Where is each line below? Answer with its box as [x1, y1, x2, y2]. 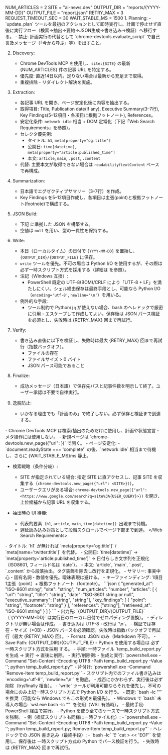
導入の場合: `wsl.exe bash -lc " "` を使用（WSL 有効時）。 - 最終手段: [5, 702, 144, 707]
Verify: [12, 327, 27, 333]
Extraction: [12, 89, 35, 95]
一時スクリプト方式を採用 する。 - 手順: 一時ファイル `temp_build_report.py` [5, 646, 162, 652]
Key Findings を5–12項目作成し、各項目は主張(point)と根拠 [20, 195, 141, 200]
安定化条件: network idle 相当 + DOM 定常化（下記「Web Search [20, 119, 155, 124]
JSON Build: [12, 211, 38, 217]
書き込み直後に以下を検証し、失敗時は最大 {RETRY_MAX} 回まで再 [20, 337, 158, 343]
